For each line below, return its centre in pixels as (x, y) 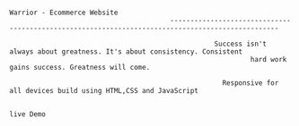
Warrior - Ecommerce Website (64, 13)
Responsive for (251, 83)
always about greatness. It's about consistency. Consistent (126, 52)
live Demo (28, 114)
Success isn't (241, 44)
